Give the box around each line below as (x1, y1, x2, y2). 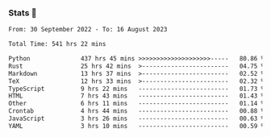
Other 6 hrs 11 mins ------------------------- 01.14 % (8, 100, 265, 108)
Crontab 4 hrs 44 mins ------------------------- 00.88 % (8, 107, 265, 115)
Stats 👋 (8, 7, 37, 19)
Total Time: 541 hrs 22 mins (8, 40, 106, 48)
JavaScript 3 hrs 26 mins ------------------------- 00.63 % (8, 114, 265, 123)
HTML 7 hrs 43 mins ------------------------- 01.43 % (8, 92, 265, 100)
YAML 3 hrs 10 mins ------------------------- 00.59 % (8, 122, 265, 130)
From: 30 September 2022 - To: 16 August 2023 (8, 26, 168, 34)
